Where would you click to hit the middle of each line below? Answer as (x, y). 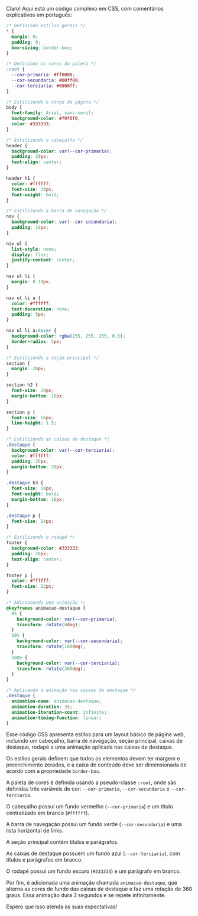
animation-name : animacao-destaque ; (56, 701)
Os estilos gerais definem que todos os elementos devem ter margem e (93, 759)
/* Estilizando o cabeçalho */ (45, 140)
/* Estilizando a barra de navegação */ (57, 211)
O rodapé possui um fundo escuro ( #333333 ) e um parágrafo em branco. (94, 871)
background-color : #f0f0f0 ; (46, 119)
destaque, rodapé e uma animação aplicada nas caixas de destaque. (90, 747)
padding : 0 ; (26, 42)
